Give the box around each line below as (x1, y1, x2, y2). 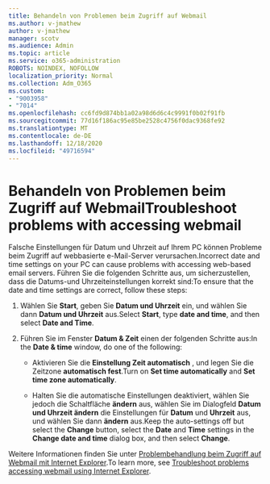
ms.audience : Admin (8, 42, 74, 50)
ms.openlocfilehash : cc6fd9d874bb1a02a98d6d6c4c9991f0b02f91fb (8, 110, 226, 118)
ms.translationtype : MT (8, 124, 89, 132)
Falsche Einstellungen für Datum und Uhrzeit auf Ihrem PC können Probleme (8, 243, 263, 252)
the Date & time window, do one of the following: (19, 342, 183, 352)
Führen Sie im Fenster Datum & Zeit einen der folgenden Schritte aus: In (19, 334, 258, 344)
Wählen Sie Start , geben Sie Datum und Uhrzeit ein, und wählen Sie (19, 301, 247, 311)
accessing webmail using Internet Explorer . (8, 466, 152, 476)
